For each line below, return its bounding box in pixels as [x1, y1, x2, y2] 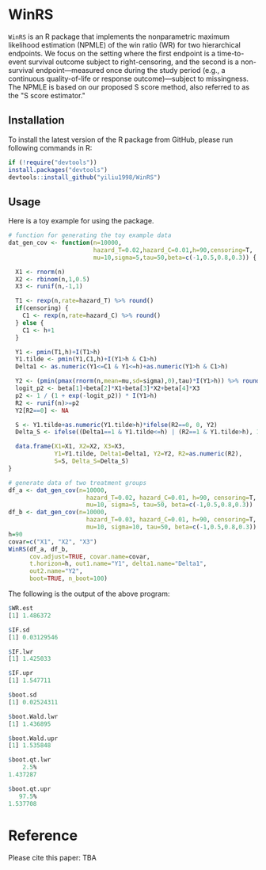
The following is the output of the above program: [8, 589, 170, 599]
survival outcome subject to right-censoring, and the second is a [28, 57, 239, 67]
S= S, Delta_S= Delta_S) [54, 457, 129, 465]
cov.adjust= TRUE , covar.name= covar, [28, 552, 150, 560]
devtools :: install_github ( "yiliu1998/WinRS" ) [8, 173, 161, 181]
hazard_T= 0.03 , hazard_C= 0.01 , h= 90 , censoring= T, [85, 516, 257, 524]
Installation [8, 113, 65, 128]
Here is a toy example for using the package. [8, 216, 154, 226]
